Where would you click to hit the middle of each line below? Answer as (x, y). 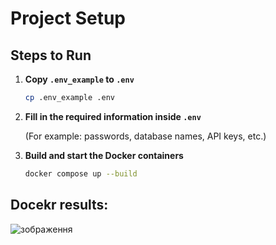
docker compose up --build (81, 173)
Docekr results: (59, 205)
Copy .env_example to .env (79, 79)
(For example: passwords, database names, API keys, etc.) (145, 136)
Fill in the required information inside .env (113, 116)
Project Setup (68, 18)
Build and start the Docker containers (104, 155)
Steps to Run (51, 55)
